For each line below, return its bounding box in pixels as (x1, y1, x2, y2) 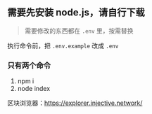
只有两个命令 (7, 60, 51, 70)
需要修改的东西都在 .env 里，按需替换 (24, 27, 134, 35)
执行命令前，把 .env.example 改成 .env (7, 41, 119, 50)
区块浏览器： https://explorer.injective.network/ (7, 99, 143, 107)
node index (17, 85, 51, 93)
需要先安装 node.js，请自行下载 (7, 6, 146, 19)
